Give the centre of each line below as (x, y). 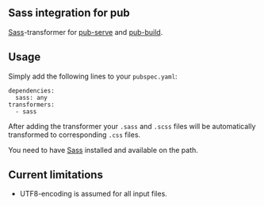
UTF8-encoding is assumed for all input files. (94, 194)
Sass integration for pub (69, 13)
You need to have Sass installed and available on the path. (103, 150)
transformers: (32, 105)
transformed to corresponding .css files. (75, 135)
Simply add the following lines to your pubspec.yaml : (93, 76)
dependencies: (32, 90)
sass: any (31, 97)
